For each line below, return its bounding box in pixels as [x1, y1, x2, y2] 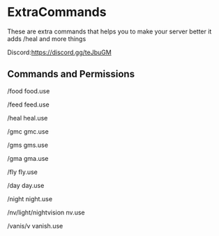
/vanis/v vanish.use [7, 221, 63, 230]
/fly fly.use [7, 168, 38, 176]
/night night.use [7, 194, 53, 203]
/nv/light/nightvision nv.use [7, 208, 85, 217]
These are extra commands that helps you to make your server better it [7, 27, 212, 36]
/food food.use [7, 86, 50, 95]
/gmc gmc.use [7, 127, 49, 136]
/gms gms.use [7, 141, 49, 149]
